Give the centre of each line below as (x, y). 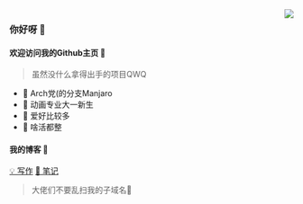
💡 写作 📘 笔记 (34, 171)
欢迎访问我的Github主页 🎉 (58, 52)
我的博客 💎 (29, 149)
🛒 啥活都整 (42, 127)
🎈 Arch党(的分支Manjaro (67, 93)
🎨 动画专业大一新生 (58, 105)
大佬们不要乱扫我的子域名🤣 (82, 190)
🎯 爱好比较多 (46, 116)
